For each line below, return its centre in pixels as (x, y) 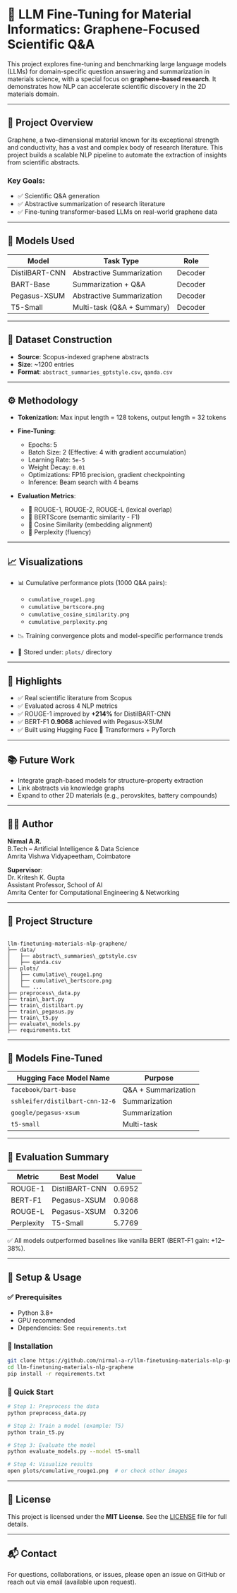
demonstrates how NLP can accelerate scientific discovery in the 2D (107, 86)
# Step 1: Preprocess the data (53, 1407)
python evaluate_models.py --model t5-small (74, 1452)
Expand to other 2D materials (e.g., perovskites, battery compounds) (117, 795)
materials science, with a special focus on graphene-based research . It (112, 79)
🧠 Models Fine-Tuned (55, 1058)
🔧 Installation (30, 1346)
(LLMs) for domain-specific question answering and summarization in (109, 71)
